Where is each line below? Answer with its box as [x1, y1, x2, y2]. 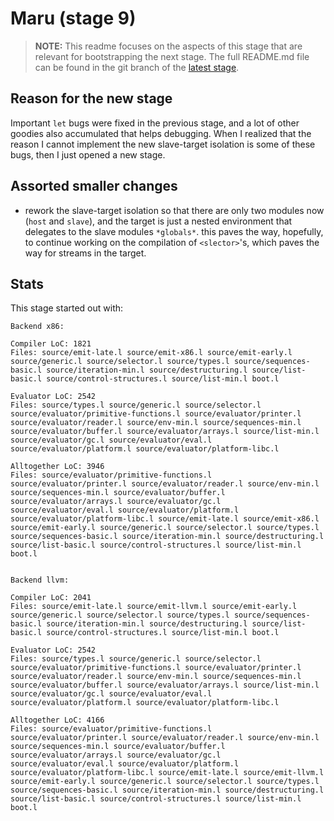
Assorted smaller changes [10, 178, 178, 195]
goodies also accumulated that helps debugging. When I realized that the [10, 127, 312, 139]
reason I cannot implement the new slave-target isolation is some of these [10, 138, 316, 150]
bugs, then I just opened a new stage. [10, 148, 166, 161]
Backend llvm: [10, 575, 70, 586]
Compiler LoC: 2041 [10, 593, 92, 603]
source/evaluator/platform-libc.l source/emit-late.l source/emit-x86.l [10, 514, 320, 524]
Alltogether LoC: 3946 [10, 462, 105, 472]
